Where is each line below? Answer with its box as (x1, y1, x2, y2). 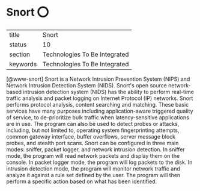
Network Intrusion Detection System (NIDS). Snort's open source (6, 81, 167, 89)
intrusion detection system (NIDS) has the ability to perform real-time (23, 88, 194, 95)
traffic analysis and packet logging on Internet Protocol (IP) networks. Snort (6, 95, 193, 102)
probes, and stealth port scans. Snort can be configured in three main (6, 139, 179, 146)
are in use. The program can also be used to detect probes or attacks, (6, 120, 180, 127)
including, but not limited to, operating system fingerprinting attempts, (6, 127, 180, 134)
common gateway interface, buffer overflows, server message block (6, 133, 176, 140)
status (9, 40, 27, 49)
